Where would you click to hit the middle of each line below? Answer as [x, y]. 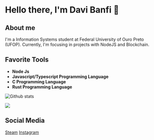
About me [20, 28]
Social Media [25, 121]
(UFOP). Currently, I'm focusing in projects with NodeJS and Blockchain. [77, 45]
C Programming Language [39, 81]
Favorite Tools [27, 60]
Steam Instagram [22, 132]
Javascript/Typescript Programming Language [60, 77]
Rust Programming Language [42, 87]
